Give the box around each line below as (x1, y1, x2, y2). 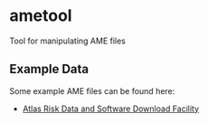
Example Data (9, 61, 90, 77)
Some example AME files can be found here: (9, 85, 175, 96)
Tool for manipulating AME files (9, 35, 127, 46)
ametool (9, 5, 72, 26)
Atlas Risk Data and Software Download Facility (22, 103, 200, 114)
